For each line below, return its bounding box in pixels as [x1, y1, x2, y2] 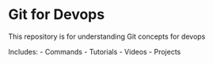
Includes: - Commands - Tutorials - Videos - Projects [8, 47, 181, 56]
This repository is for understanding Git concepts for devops [8, 32, 206, 41]
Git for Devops [8, 6, 105, 24]
